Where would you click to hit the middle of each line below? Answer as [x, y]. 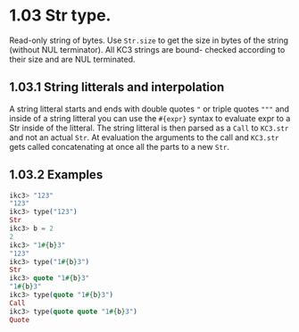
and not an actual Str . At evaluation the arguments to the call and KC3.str [144, 137]
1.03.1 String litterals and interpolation [117, 87]
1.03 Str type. [60, 16]
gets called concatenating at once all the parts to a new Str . [120, 146]
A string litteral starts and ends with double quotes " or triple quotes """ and [149, 109]
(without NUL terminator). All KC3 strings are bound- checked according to [147, 49]
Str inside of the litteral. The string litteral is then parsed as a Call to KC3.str [149, 128]
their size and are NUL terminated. [72, 59]
